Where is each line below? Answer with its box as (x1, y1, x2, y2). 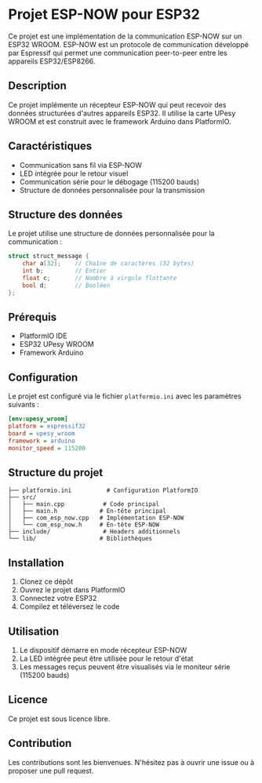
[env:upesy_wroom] (8, 415, 68, 423)
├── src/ (8, 493, 37, 501)
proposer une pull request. (8, 766, 94, 775)
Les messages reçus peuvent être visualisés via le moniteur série (19, 662, 231, 672)
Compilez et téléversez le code (19, 602, 120, 611)
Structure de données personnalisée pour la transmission (19, 185, 206, 195)
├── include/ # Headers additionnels (8, 528, 180, 536)
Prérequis (8, 311, 57, 324)
